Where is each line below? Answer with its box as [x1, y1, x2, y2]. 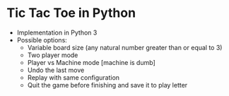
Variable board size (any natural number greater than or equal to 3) [27, 43, 223, 52]
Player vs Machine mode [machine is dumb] [27, 58, 156, 66]
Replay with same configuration [27, 73, 120, 82]
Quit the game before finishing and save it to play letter [27, 80, 188, 89]
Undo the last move [27, 66, 85, 74]
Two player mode [27, 51, 78, 59]
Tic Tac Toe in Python [6, 5, 136, 21]
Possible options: [16, 35, 68, 44]
